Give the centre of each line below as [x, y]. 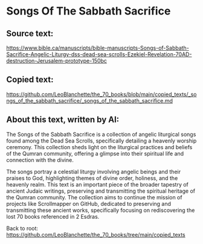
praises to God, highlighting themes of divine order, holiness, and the [92, 178]
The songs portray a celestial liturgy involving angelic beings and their [94, 172]
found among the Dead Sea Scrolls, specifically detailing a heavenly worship [101, 141]
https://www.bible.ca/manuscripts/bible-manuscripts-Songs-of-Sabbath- [98, 48]
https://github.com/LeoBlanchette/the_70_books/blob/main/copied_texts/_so [101, 94]
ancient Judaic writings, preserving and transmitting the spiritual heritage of [101, 191]
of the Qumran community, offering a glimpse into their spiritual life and [95, 153]
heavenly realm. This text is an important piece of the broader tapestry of [98, 184]
